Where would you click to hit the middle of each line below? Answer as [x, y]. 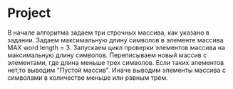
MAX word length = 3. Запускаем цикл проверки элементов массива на [116, 47]
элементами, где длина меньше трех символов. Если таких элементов [116, 62]
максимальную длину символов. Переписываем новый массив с [107, 55]
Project [29, 13]
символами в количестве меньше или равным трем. [88, 77]
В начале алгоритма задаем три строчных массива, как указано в [109, 32]
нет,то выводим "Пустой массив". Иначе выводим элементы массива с [117, 70]
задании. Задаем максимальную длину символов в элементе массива [115, 40]
